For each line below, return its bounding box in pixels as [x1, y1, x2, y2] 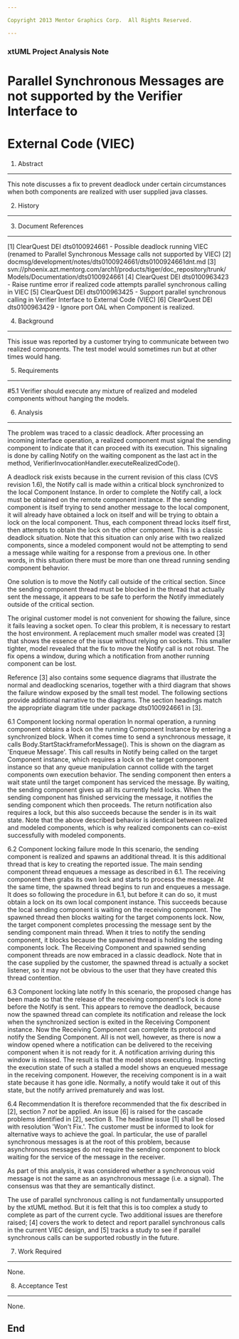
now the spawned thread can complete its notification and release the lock [7, 1010, 226, 1018]
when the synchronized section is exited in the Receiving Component [7, 1017, 211, 1026]
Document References [17, 222, 84, 230]
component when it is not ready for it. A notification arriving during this [7, 1047, 216, 1056]
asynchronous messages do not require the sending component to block [7, 1145, 221, 1154]
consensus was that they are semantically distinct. [7, 1181, 155, 1190]
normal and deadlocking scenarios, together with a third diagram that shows [7, 680, 231, 689]
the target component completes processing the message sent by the [7, 920, 212, 929]
